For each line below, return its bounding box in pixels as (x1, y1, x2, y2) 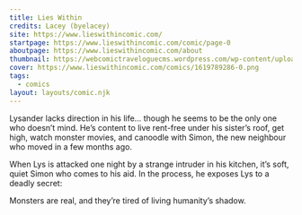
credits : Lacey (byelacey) (9, 21, 111, 30)
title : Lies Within (9, 13, 83, 22)
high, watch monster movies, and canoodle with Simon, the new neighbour (9, 132, 287, 142)
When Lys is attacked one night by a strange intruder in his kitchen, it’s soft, (9, 159, 289, 169)
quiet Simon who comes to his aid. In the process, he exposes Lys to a (9, 168, 270, 179)
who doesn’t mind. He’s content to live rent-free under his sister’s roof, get (9, 122, 285, 133)
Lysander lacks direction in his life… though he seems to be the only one (9, 113, 277, 124)
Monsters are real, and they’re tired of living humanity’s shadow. (9, 194, 246, 206)
